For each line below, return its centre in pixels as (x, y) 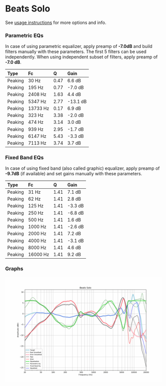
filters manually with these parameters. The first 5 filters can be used (76, 52)
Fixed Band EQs (24, 157)
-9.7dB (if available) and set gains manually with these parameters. (74, 174)
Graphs (14, 269)
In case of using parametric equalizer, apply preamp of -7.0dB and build (79, 46)
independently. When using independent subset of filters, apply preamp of (82, 57)
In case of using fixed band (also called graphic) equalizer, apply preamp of (83, 168)
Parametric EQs (24, 35)
